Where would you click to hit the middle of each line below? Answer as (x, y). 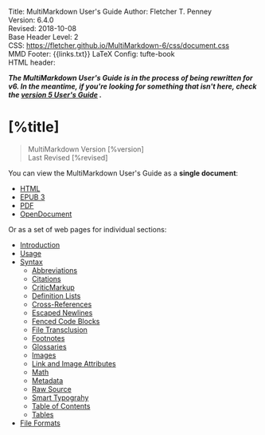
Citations (46, 279)
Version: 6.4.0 (31, 20)
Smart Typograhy (60, 397)
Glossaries (49, 346)
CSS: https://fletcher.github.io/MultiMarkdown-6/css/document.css (119, 45)
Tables (43, 414)
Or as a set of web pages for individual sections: (88, 229)
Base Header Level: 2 (43, 37)
